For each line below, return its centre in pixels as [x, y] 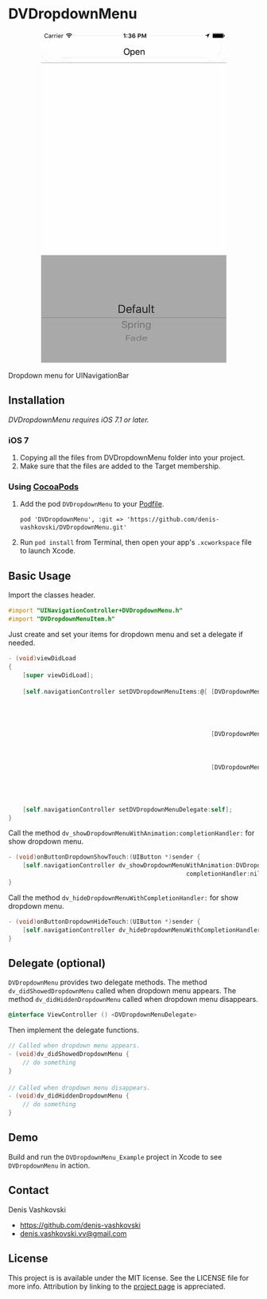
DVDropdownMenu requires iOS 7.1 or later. [79, 420]
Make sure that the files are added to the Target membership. [120, 466]
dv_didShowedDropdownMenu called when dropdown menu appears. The [122, 991]
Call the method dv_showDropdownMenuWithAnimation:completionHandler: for [132, 833]
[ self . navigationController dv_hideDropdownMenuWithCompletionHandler [142, 930]
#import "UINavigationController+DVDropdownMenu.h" [95, 611]
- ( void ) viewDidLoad [43, 658]
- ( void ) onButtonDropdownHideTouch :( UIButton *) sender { [104, 921]
